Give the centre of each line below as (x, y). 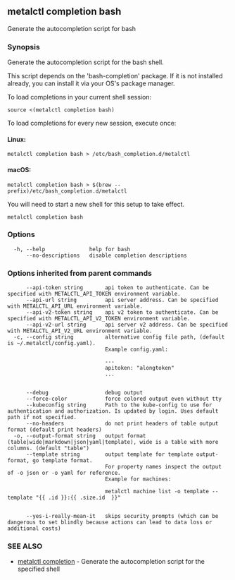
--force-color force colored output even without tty (123, 399)
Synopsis (24, 47)
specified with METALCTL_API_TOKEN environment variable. (94, 294)
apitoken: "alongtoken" (139, 368)
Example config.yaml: (136, 350)
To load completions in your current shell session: (80, 97)
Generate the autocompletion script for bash (71, 28)
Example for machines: (138, 479)
